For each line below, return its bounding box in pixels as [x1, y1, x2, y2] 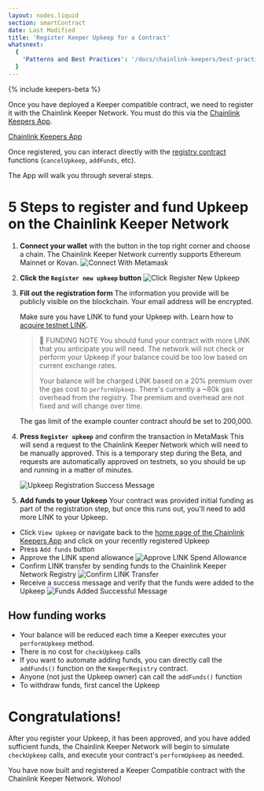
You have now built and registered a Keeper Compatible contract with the [8, 766, 246, 775]
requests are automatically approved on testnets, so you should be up [19, 456, 246, 466]
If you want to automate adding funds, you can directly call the [19, 655, 222, 664]
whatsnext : [8, 41, 44, 49]
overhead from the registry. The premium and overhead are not [38, 392, 245, 402]
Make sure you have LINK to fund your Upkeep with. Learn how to [19, 312, 233, 321]
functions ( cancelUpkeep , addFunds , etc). [8, 155, 136, 165]
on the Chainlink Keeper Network [8, 214, 229, 232]
